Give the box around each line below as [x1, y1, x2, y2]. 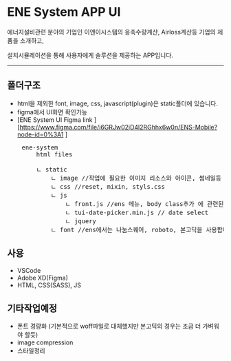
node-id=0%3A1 [16, 130, 64, 138]
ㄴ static [36, 165, 67, 173]
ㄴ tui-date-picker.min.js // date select [65, 208, 209, 216]
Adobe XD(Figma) [16, 274, 69, 282]
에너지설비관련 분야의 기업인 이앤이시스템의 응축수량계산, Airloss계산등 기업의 [7, 28, 216, 36]
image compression [16, 338, 74, 347]
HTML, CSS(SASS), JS [16, 280, 81, 289]
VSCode [16, 266, 41, 274]
